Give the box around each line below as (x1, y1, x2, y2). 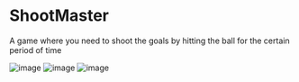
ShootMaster (9, 5, 110, 26)
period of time (9, 44, 62, 55)
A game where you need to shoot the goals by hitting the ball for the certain (9, 35, 290, 46)
